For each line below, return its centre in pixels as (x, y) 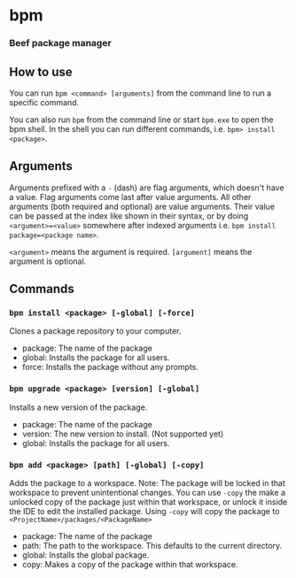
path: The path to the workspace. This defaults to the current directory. (152, 546)
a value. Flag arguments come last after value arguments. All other (130, 197)
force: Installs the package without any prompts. (110, 367)
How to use (41, 72)
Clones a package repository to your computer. (95, 331)
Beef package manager (61, 43)
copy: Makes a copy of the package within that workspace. (130, 565)
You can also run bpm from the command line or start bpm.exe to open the (141, 119)
